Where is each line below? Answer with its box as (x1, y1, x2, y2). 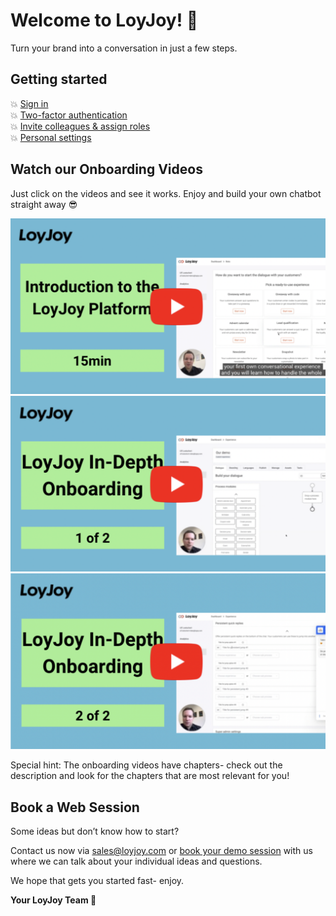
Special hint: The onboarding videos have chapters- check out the (10, 759, 283, 771)
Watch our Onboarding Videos (10, 161, 203, 178)
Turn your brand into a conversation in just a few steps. (10, 42, 238, 54)
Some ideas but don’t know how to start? (10, 825, 180, 837)
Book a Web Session (10, 799, 140, 816)
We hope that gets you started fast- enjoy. (10, 874, 185, 886)
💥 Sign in (10, 97, 49, 109)
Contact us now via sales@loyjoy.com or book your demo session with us (10, 844, 313, 856)
